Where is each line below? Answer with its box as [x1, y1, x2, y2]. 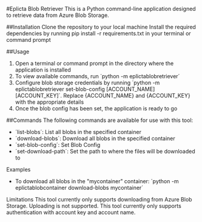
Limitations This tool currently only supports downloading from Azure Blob [6, 196, 192, 203]
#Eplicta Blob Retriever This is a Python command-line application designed [6, 5, 196, 12]
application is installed [15, 66, 71, 73]
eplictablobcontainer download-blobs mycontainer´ [15, 184, 144, 191]
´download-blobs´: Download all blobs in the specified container [15, 135, 176, 142]
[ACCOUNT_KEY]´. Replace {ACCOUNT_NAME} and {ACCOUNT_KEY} [15, 92, 190, 99]
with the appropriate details [15, 98, 84, 106]
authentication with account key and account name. [6, 209, 136, 216]
